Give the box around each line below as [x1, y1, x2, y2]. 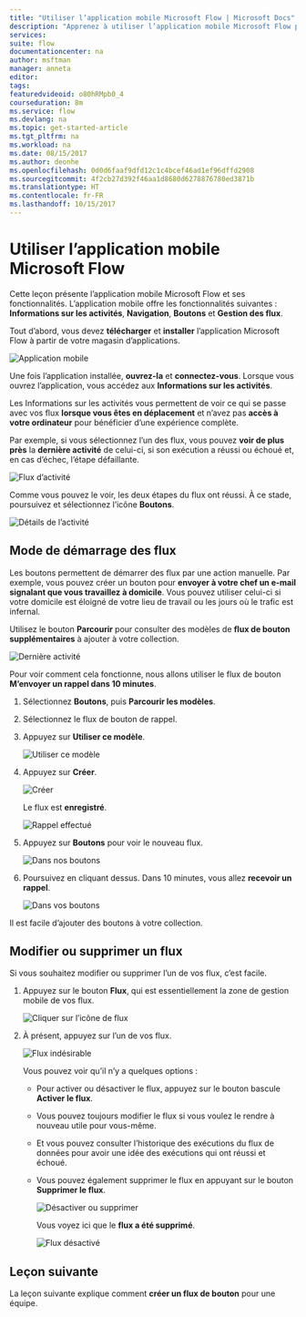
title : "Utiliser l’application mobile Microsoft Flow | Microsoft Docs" [9, 13, 296, 23]
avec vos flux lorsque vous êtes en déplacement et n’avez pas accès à [9, 407, 279, 418]
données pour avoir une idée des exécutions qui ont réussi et [36, 1148, 266, 1159]
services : [9, 30, 47, 39]
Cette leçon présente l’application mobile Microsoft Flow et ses [9, 288, 246, 299]
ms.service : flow [9, 107, 76, 116]
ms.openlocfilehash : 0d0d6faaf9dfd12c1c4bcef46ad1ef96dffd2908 [9, 166, 255, 175]
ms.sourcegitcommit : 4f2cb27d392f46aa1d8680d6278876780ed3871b [9, 174, 255, 183]
